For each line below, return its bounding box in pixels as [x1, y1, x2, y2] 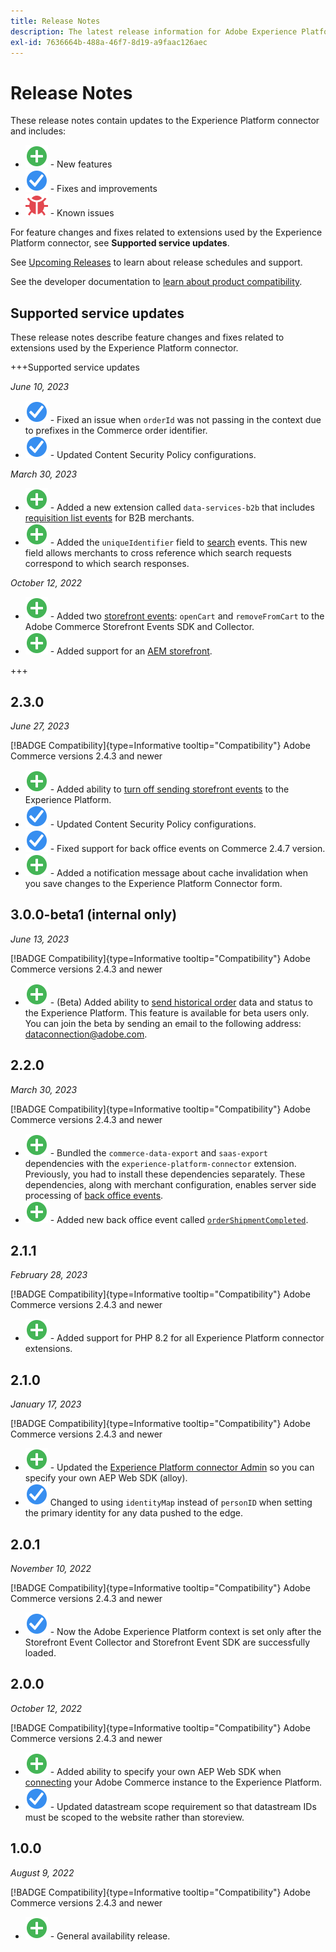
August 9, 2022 [10, 1866, 75, 1879]
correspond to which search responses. [24, 558, 190, 570]
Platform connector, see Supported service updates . [10, 237, 230, 249]
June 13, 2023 [10, 933, 70, 945]
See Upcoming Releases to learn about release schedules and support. [10, 256, 303, 269]
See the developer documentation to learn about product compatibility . [10, 276, 303, 288]
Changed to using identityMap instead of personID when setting [49, 1496, 313, 1509]
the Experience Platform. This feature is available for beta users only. [24, 1006, 310, 1019]
